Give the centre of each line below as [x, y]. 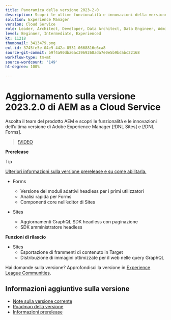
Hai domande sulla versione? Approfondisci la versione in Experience [78, 268]
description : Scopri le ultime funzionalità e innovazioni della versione [86, 15]
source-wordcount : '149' [32, 62]
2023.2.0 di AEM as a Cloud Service [83, 107]
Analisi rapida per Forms [46, 197]
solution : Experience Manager [37, 19]
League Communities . [28, 273]
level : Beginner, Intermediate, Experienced [53, 34]
